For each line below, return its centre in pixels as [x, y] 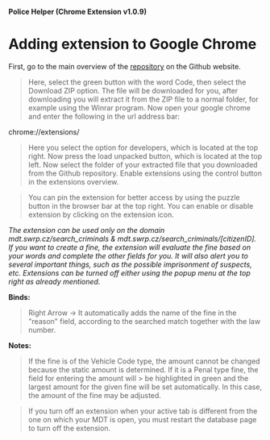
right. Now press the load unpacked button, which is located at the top [145, 156]
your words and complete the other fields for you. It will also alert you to [128, 255]
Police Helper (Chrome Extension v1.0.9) [78, 12]
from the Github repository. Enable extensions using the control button [145, 173]
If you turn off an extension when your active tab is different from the [143, 411]
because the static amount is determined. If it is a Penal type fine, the [143, 369]
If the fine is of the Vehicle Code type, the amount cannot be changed [144, 361]
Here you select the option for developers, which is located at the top [143, 147]
